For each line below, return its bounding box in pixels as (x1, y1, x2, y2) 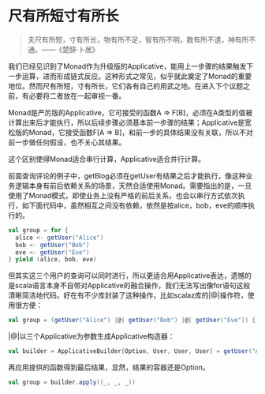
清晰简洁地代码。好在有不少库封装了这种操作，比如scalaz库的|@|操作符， (8, 291, 248, 300)
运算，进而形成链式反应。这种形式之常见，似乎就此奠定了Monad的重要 (21, 71, 252, 81)
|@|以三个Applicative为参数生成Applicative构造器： (8, 332, 175, 341)
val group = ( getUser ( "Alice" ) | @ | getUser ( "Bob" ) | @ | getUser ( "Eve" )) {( (8, 317, 259, 325)
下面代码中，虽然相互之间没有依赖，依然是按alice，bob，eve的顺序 (28, 201, 248, 210)
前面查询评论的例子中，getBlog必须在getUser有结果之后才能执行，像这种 (8, 171, 246, 180)
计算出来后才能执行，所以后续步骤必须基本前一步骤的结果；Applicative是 (8, 118, 245, 127)
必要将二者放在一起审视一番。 (28, 91, 126, 100)
